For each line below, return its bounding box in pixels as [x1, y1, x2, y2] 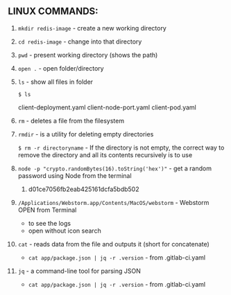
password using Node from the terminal [17, 171, 132, 179]
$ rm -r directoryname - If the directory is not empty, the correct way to [17, 143, 225, 152]
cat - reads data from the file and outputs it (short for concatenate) [17, 240, 210, 248]
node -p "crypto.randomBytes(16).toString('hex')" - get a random [17, 164, 212, 172]
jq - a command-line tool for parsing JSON [17, 267, 142, 275]
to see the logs [28, 219, 71, 227]
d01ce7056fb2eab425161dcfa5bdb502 [28, 185, 139, 193]
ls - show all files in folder [17, 78, 93, 86]
